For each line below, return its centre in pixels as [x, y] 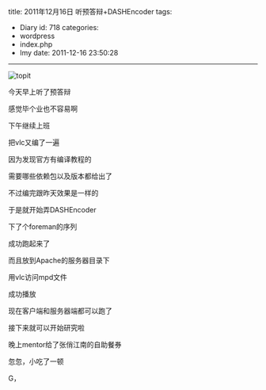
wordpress [37, 36]
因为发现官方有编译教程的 [50, 159]
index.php [36, 44]
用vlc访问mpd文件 [38, 277]
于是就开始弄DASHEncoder [52, 210]
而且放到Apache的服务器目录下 [59, 260]
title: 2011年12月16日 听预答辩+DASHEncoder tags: [90, 11]
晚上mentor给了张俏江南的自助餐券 [65, 344]
